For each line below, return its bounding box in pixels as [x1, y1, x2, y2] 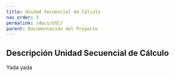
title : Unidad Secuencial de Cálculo [6, 8, 101, 15]
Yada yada [6, 64, 32, 71]
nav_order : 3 [6, 14, 39, 20]
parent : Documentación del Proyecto [6, 25, 98, 32]
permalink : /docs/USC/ [6, 20, 63, 26]
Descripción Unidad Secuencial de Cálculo [6, 48, 170, 58]
